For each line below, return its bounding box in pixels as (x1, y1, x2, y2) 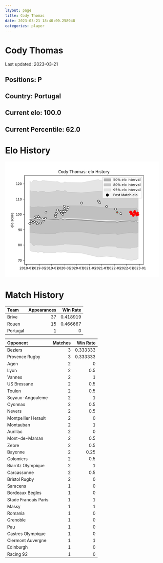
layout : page (5, 8, 32, 13)
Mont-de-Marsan (7, 435, 44, 441)
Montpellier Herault (7, 415, 46, 421)
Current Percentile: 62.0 (5, 125, 81, 134)
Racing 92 (7, 551, 28, 557)
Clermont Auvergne (7, 538, 47, 543)
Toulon (7, 388, 21, 394)
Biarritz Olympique (7, 463, 45, 469)
